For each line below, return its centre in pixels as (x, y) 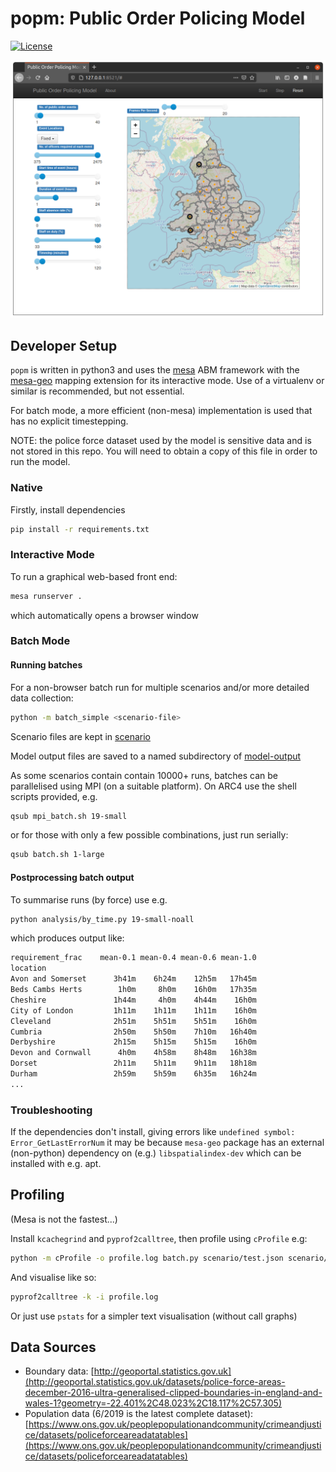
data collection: (42, 698)
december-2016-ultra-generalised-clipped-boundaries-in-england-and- (173, 1393)
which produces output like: (67, 938)
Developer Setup (64, 345)
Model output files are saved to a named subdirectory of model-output (156, 756)
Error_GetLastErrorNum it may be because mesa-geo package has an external (167, 1143)
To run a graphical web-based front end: (94, 576)
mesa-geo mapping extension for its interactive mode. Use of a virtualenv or (167, 381)
